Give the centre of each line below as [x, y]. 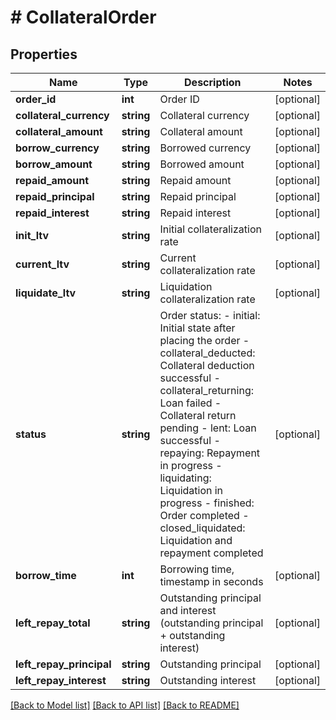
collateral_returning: [206, 390]
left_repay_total [53, 623]
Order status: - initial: [210, 315]
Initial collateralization [210, 229]
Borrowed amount [202, 164]
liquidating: [185, 478]
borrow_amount [54, 164]
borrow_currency [57, 148]
